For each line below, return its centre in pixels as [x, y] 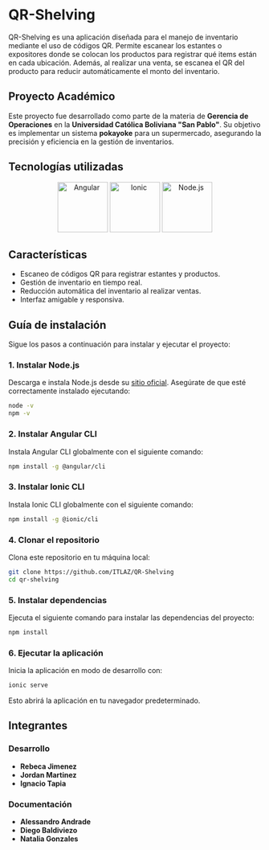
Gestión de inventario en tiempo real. [81, 282]
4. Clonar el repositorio [54, 540]
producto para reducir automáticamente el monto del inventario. [114, 71]
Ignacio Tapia [43, 783]
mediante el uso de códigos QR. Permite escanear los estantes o [115, 45]
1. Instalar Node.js [44, 365]
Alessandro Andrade [55, 821]
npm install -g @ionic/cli [53, 519]
